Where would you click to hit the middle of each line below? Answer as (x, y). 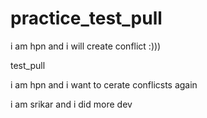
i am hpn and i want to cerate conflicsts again (104, 84)
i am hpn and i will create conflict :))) (86, 46)
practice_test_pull (86, 18)
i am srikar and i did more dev (71, 104)
